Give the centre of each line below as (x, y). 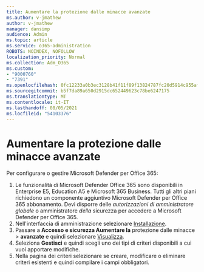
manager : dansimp (28, 29)
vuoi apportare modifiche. (47, 250)
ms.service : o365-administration (49, 46)
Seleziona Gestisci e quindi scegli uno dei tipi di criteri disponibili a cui (103, 243)
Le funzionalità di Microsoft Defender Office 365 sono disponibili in (99, 185)
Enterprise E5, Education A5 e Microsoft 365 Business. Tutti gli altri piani (105, 191)
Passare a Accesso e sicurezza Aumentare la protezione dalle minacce (105, 230)
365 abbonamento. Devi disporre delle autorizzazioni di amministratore (104, 205)
